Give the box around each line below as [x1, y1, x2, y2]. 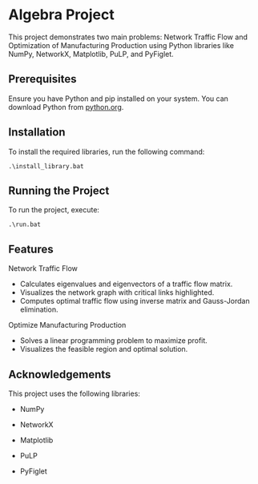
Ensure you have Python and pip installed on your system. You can [8, 94, 228, 103]
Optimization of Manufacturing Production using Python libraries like [8, 40, 235, 50]
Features [8, 242, 54, 256]
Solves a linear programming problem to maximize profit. [19, 336, 208, 345]
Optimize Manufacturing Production [8, 321, 127, 330]
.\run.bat [8, 220, 42, 229]
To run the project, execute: [8, 205, 100, 215]
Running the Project [8, 184, 110, 197]
